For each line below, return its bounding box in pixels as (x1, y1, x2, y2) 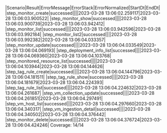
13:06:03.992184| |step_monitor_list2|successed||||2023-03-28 (5, 32, 137, 37)
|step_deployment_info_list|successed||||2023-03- (56, 48, 161, 53)
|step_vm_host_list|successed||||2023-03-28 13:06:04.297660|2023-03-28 (5, 101, 162, 106)
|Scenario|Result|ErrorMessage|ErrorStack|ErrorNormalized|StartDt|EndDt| (5, 5, 160, 11)
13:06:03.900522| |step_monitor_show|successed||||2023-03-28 (12, 16, 147, 21)
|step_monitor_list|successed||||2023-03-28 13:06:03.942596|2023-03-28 (5, 26, 161, 32)
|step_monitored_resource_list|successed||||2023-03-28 (5, 58, 123, 64)
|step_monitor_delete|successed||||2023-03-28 (5, 117, 104, 122)
